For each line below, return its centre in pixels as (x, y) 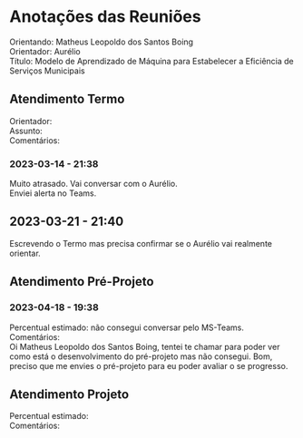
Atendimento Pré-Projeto (82, 282)
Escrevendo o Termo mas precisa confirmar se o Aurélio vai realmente (141, 243)
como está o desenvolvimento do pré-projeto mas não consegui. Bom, (141, 356)
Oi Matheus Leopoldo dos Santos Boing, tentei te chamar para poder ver (145, 346)
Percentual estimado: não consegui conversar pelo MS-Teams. (127, 327)
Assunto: (26, 131)
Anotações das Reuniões (105, 17)
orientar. (25, 253)
